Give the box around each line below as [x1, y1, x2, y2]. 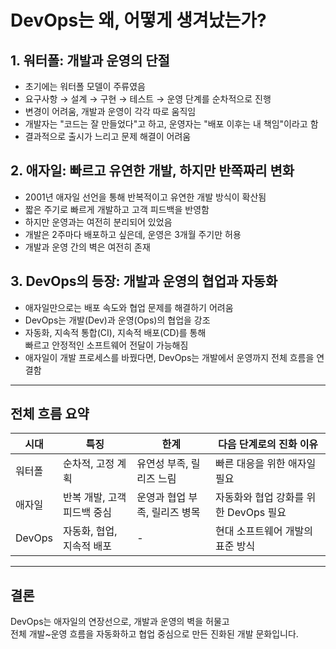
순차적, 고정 [63, 457, 115, 471]
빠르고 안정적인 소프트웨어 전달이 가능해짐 [24, 339, 189, 351]
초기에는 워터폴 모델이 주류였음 [24, 81, 146, 92]
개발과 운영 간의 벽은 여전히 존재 [24, 241, 151, 253]
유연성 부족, [136, 457, 189, 471]
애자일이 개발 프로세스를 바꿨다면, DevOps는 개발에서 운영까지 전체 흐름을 [24, 351, 315, 363]
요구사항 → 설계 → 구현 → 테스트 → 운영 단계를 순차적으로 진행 [24, 93, 272, 105]
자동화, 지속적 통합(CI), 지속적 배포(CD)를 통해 [24, 326, 207, 338]
